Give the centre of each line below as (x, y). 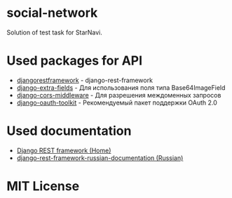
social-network (52, 13)
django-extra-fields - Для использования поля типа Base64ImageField (121, 87)
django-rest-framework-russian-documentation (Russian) (100, 158)
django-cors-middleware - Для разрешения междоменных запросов (119, 95)
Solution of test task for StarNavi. (55, 32)
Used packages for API (75, 61)
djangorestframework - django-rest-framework (85, 80)
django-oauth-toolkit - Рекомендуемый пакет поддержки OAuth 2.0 (117, 103)
